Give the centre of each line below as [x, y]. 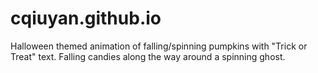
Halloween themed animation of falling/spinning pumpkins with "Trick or [159, 46]
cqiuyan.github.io [86, 18]
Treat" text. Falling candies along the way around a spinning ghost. [148, 56]
